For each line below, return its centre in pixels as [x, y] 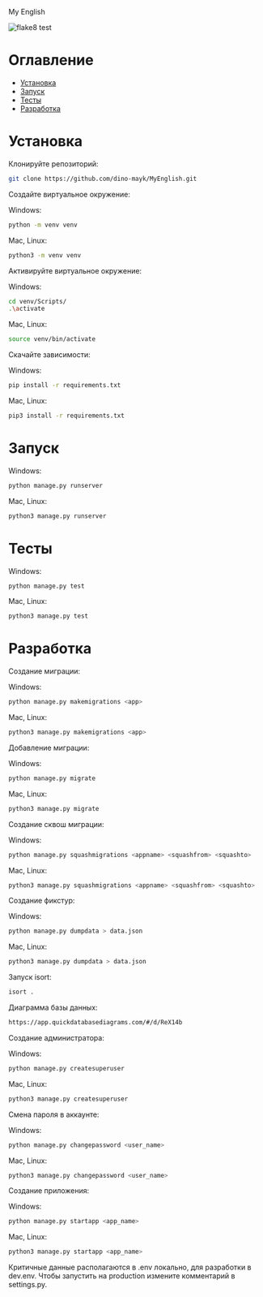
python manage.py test [47, 586]
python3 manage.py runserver [57, 516]
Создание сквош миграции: [56, 824]
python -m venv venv [43, 225]
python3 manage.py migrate [54, 808]
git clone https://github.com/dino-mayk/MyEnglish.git [103, 179]
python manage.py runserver [56, 485]
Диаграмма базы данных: [53, 1008]
